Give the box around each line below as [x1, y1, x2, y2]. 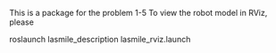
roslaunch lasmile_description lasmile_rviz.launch [9, 34, 191, 44]
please [9, 17, 34, 27]
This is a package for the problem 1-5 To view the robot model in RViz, [9, 8, 268, 18]
